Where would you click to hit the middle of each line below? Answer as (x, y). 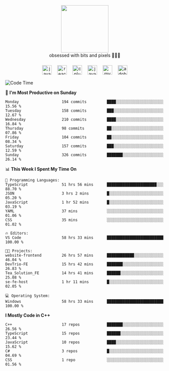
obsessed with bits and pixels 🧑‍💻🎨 (85, 55)
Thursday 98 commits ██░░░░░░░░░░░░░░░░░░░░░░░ (84, 128)
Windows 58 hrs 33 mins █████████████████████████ (84, 301)
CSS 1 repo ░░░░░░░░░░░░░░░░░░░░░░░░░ (84, 360)
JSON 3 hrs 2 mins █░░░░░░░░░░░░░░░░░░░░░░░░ (84, 193)
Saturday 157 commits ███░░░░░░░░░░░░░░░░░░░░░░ (84, 146)
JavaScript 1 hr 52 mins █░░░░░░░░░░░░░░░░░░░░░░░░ (84, 202)
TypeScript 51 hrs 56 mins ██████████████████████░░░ (84, 184)
